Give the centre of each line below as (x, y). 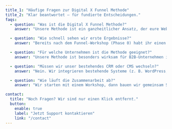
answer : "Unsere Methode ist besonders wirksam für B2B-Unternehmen (89, 57)
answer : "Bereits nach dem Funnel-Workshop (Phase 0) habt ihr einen (90, 43)
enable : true (28, 109)
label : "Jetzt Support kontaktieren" (55, 113)
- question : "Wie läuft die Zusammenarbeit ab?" (63, 80)
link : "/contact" (33, 118)
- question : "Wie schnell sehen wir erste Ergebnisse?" (71, 38)
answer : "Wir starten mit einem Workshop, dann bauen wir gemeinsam (89, 85)
